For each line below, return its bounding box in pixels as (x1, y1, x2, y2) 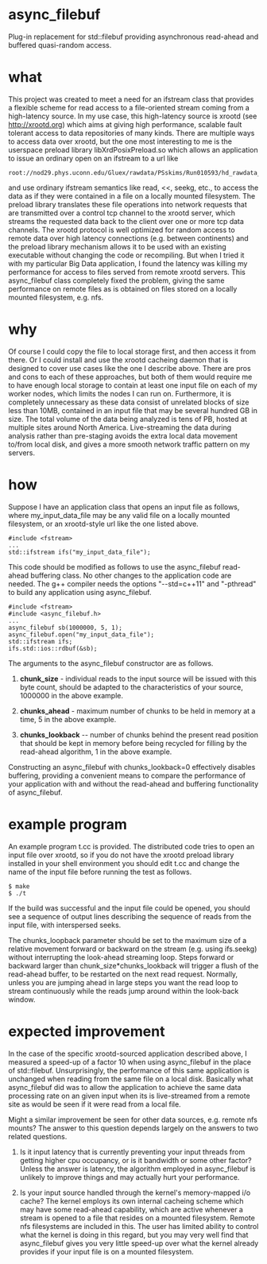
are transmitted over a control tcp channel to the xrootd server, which (8, 208, 236, 218)
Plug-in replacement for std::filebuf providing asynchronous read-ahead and (8, 32, 259, 41)
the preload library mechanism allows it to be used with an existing (8, 242, 226, 251)
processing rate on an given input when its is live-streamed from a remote (8, 1091, 250, 1100)
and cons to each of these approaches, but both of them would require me (8, 372, 253, 381)
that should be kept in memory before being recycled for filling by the (19, 738, 248, 748)
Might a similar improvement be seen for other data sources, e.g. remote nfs (8, 1115, 258, 1124)
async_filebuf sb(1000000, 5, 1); (8, 624, 123, 632)
